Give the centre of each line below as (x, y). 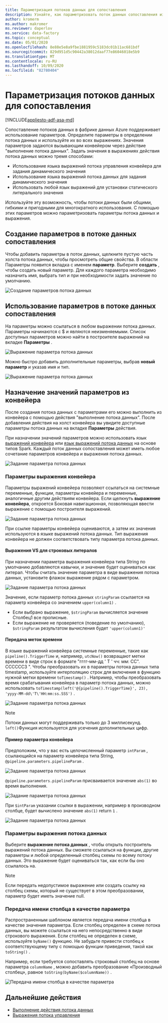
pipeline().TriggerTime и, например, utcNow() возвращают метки (75, 656)
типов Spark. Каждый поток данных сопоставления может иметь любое (82, 449)
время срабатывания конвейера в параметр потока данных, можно (78, 683)
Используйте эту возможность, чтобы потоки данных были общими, (79, 202)
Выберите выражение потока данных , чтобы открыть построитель (78, 844)
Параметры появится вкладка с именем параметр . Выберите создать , (82, 264)
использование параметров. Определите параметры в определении (79, 135)
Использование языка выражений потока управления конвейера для (87, 166)
